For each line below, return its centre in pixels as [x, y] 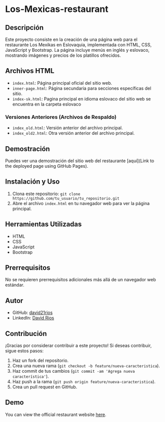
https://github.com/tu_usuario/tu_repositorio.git [66, 198]
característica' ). [31, 376]
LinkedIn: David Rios [33, 318]
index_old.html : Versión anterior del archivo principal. [68, 128]
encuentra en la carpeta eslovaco [46, 104]
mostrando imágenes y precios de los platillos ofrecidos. [63, 55]
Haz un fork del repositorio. [40, 360]
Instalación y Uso [33, 182]
